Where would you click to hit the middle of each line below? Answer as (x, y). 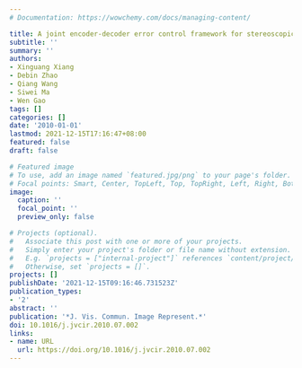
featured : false (40, 143)
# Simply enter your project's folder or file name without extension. (151, 250)
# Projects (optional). (54, 233)
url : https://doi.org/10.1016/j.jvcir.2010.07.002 (114, 350)
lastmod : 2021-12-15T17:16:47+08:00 (78, 134)
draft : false (34, 151)
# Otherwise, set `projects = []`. (80, 267)
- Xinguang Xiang (42, 67)
